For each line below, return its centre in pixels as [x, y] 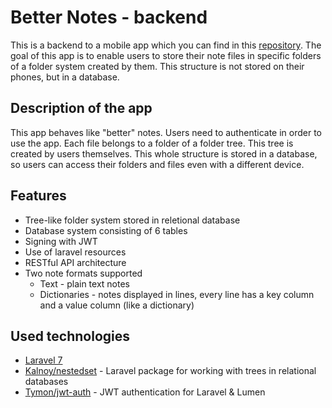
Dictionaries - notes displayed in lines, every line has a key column [177, 294]
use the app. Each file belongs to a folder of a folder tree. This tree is [152, 143]
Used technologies [70, 336]
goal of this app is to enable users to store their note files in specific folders [166, 55]
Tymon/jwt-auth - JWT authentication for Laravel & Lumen [145, 392]
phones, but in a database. [65, 77]
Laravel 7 [43, 360]
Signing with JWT [61, 241]
